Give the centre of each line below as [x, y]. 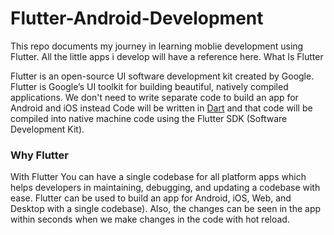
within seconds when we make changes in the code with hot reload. [150, 219]
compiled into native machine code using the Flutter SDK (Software [149, 118]
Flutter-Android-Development [137, 18]
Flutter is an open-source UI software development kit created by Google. [162, 76]
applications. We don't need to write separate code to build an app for [154, 97]
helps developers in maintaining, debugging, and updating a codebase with [165, 188]
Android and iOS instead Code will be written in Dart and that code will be [161, 108]
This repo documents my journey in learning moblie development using [157, 46]
